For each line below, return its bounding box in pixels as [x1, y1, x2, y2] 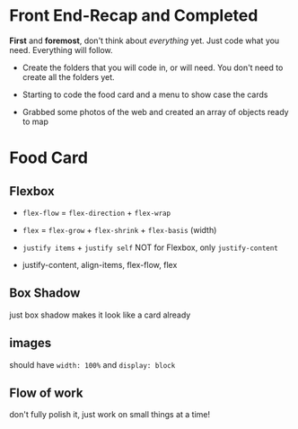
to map [22, 116, 49, 127]
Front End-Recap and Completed [9, 5, 259, 26]
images [9, 335, 52, 351]
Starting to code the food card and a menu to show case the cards [22, 89, 268, 100]
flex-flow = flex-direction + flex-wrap [22, 207, 171, 218]
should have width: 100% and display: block [9, 359, 176, 370]
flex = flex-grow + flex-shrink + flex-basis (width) [22, 224, 217, 235]
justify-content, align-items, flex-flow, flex [22, 259, 178, 270]
